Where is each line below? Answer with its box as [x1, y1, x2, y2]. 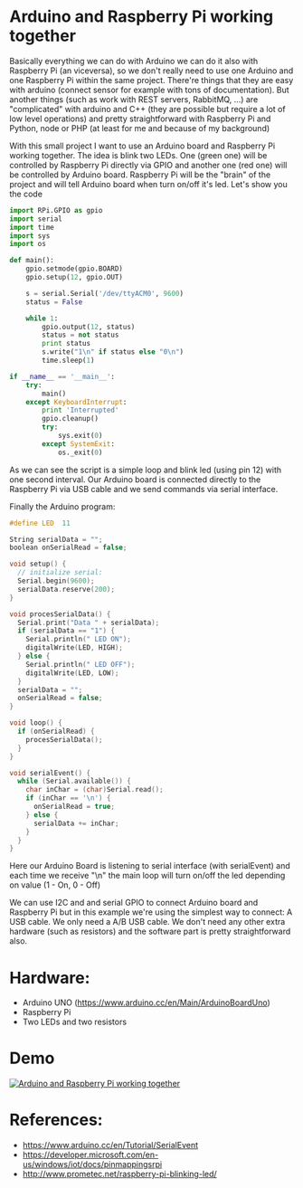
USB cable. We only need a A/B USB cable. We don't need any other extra [9, 917, 286, 927]
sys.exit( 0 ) [57, 432, 103, 441]
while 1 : [25, 314, 59, 323]
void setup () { [9, 559, 67, 569]
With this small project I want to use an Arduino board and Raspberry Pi [9, 140, 276, 151]
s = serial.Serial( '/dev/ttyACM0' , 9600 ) [25, 289, 184, 298]
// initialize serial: [17, 568, 103, 577]
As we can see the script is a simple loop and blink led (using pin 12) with [9, 464, 282, 475]
